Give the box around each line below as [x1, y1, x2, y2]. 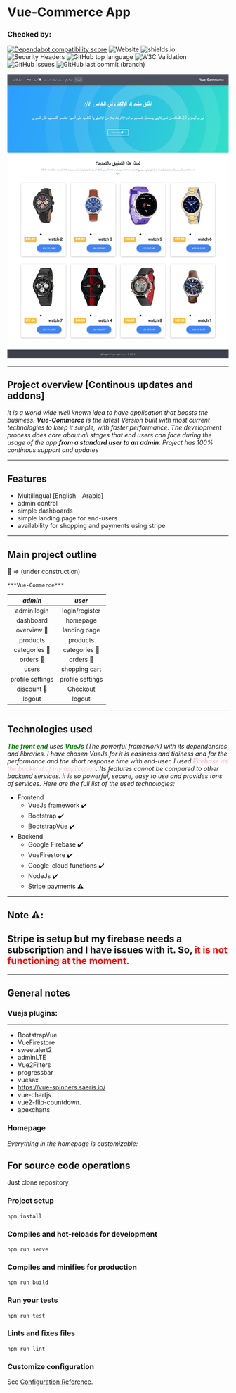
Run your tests [7, 1295, 58, 1305]
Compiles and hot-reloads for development [7, 1229, 158, 1239]
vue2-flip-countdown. [17, 1098, 81, 1106]
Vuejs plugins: [7, 1008, 58, 1018]
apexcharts [17, 1106, 51, 1114]
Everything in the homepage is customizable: [7, 1139, 138, 1148]
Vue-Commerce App [7, 4, 131, 20]
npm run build [7, 1279, 49, 1286]
